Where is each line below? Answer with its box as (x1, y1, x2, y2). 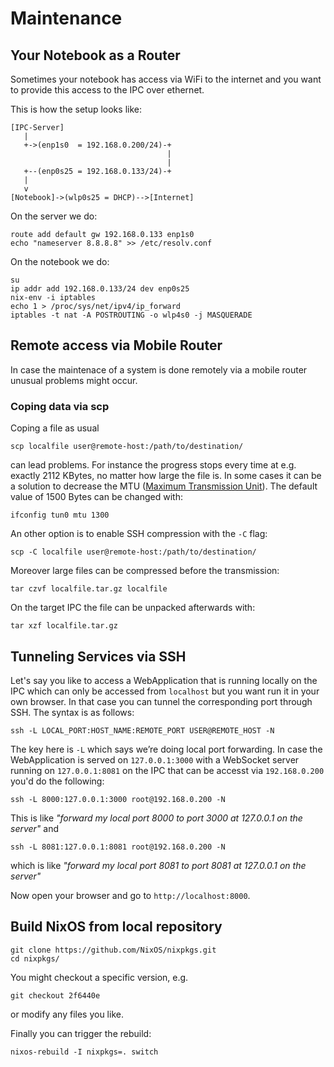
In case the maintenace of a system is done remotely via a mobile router (10, 363, 308, 376)
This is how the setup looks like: (10, 103, 142, 115)
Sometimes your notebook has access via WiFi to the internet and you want (10, 73, 322, 85)
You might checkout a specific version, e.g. (10, 971, 189, 983)
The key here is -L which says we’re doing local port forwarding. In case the (10, 743, 323, 755)
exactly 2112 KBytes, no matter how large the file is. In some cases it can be (10, 470, 322, 482)
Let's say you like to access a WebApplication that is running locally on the (10, 674, 318, 686)
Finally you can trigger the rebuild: (10, 1027, 152, 1039)
